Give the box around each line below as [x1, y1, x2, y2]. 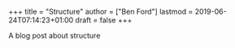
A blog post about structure [8, 31, 101, 40]
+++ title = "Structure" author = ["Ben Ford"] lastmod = [8, 7, 194, 16]
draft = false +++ [75, 15, 133, 25]
